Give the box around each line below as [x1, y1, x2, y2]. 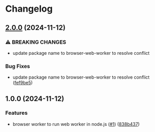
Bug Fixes [5, 62, 30, 70]
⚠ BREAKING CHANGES [5, 39, 67, 46]
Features [5, 110, 28, 117]
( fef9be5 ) [12, 80, 33, 86]
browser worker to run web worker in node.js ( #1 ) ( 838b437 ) [12, 121, 140, 127]
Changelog [5, 3, 53, 15]
